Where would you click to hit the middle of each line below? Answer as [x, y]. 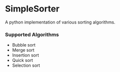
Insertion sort [26, 55]
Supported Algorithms [32, 35]
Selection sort [26, 65]
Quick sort [22, 60]
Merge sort [23, 50]
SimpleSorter [32, 9]
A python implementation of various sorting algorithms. [60, 22]
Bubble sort [24, 45]
